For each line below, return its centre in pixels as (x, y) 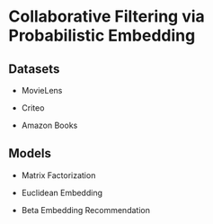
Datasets (34, 69)
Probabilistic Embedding (102, 36)
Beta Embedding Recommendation (85, 210)
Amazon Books (49, 125)
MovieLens (42, 90)
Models (30, 153)
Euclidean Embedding (62, 193)
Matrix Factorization (58, 175)
